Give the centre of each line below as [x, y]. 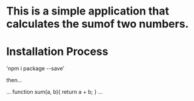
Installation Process [57, 52]
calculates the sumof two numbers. [98, 24]
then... [14, 80]
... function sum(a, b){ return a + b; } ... [55, 92]
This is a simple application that [88, 11]
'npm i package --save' [35, 68]
